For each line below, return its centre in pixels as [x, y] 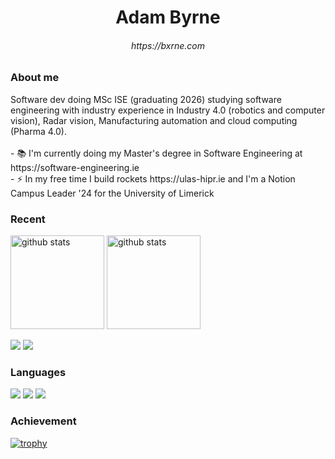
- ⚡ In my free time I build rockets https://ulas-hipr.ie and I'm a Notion [153, 178]
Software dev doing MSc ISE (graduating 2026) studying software [146, 99]
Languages [38, 372]
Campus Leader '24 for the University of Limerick [112, 193]
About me [35, 78]
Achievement [43, 421]
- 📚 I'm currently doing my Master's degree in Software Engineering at [156, 153]
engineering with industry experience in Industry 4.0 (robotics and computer [168, 110]
